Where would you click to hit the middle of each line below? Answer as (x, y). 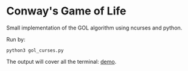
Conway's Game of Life (66, 11)
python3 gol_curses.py (35, 50)
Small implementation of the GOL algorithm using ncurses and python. (94, 28)
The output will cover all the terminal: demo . (61, 61)
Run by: (16, 39)
